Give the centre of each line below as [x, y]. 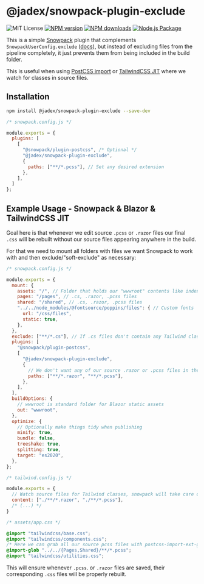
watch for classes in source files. [48, 77]
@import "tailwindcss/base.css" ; [49, 533]
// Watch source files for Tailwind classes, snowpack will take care [103, 494]
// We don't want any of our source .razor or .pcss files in [108, 370]
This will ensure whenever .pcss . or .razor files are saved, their [86, 568]
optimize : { [27, 421]
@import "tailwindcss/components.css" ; [57, 539]
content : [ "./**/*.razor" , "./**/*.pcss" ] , [67, 500]
